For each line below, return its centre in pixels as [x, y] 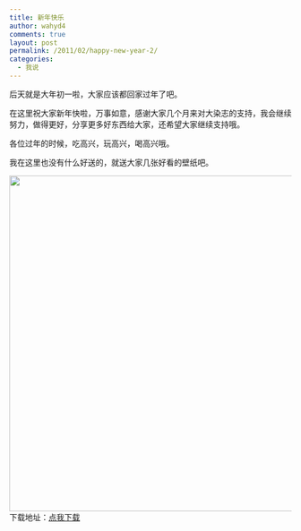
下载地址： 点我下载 [45, 517]
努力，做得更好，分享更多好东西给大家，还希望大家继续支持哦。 [127, 124]
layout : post [34, 43]
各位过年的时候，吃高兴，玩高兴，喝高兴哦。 [92, 143]
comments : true [38, 34]
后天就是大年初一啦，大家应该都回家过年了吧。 [95, 94]
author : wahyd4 [38, 26]
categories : [31, 59]
